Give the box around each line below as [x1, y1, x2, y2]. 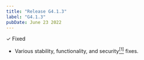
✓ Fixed [6, 36, 26, 43]
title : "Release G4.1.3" [6, 8, 67, 15]
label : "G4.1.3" [6, 14, 46, 20]
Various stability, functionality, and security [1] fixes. [14, 47, 139, 55]
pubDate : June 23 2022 [6, 19, 62, 25]
